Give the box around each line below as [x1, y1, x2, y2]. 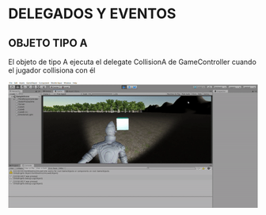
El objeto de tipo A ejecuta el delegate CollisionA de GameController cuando [8, 57, 257, 66]
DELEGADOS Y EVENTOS [8, 5, 177, 23]
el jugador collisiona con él [8, 66, 96, 75]
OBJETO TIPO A [8, 36, 88, 50]
